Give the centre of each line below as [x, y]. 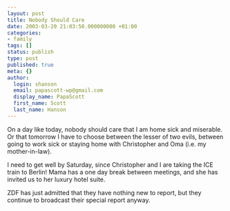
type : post [23, 59]
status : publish [30, 52]
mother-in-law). [29, 151]
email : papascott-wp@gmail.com [58, 90]
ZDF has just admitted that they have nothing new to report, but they [104, 192]
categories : [24, 33]
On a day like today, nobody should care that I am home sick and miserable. [115, 129]
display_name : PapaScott [49, 97]
